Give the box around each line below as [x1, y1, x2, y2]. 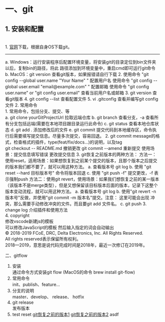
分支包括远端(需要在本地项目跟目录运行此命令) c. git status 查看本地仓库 [9, 121, 155, 126]
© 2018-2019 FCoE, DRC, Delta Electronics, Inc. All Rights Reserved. [5, 230, 143, 236]
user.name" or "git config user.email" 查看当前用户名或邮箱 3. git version [5, 90, 152, 96]
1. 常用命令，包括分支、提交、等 [5, 108, 70, 114]
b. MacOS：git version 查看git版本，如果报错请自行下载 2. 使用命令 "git [5, 72, 149, 77]
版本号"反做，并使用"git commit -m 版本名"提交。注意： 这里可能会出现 [5, 195, 150, 200]
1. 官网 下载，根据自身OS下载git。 [5, 44, 72, 50]
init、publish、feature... [12, 282, 60, 287]
